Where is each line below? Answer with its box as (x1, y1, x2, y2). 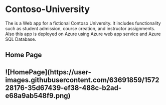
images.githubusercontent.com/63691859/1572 (5, 75, 159, 84)
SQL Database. (5, 36, 37, 42)
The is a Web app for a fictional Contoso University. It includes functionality (5, 20, 161, 26)
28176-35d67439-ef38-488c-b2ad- (5, 83, 122, 92)
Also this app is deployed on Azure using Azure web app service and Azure (5, 31, 161, 37)
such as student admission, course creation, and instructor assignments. (5, 25, 155, 31)
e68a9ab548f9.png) (5, 91, 71, 100)
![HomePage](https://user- (5, 68, 92, 76)
